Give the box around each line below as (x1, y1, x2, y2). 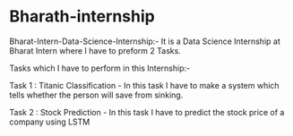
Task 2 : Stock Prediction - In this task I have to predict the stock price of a (9, 106, 285, 117)
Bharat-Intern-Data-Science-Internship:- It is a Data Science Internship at (9, 36, 280, 47)
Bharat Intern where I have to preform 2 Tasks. (9, 45, 181, 55)
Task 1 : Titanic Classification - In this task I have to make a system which (9, 80, 280, 90)
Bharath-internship (9, 6, 155, 27)
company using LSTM (9, 116, 90, 127)
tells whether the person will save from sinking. (9, 89, 184, 100)
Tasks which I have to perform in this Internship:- (9, 63, 191, 73)
